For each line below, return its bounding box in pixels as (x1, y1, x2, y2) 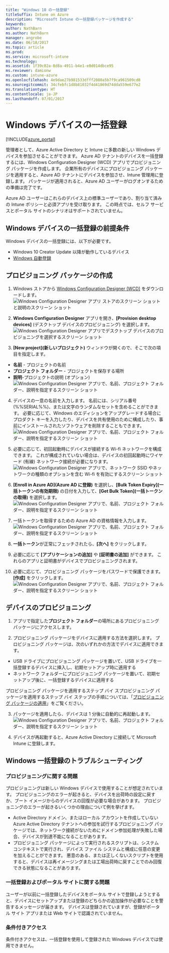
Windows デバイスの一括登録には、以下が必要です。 (6, 238, 114, 244)
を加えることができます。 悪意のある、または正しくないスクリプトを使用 (13, 852, 163, 858)
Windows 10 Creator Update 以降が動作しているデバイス (13, 249, 129, 254)
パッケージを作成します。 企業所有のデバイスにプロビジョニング (11, 165, 144, 171)
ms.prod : (6, 49, 24, 54)
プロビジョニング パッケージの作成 (6, 271, 113, 280)
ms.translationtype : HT (6, 86, 56, 92)
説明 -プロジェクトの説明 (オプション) (13, 374, 90, 380)
